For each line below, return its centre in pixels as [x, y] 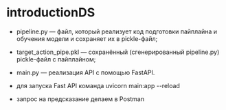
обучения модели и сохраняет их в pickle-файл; [87, 38]
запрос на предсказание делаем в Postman [80, 99]
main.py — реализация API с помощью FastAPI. [86, 72]
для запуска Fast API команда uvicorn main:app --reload [98, 85]
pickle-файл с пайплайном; [56, 59]
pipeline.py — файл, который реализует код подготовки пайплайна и [117, 31]
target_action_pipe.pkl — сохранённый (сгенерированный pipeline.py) [118, 52]
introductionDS [51, 13]
